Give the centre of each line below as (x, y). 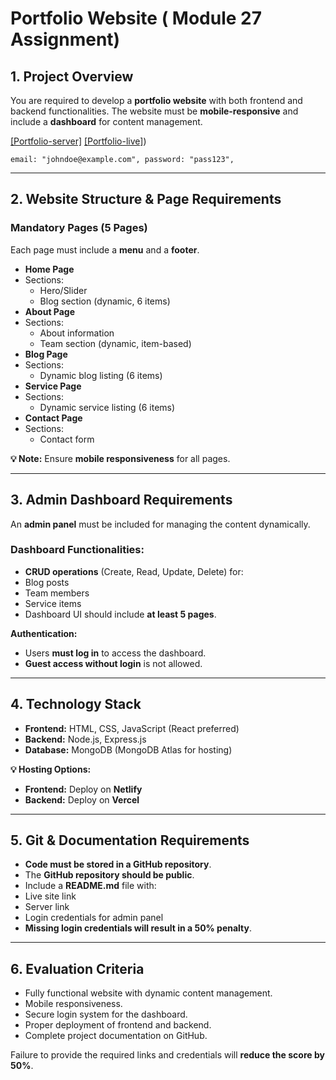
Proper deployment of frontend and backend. (118, 1025)
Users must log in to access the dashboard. (115, 653)
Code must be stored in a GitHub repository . (118, 864)
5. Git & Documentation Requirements (130, 840)
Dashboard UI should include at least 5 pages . (120, 614)
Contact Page (53, 418)
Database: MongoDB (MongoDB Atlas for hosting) (128, 749)
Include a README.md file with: (90, 886)
